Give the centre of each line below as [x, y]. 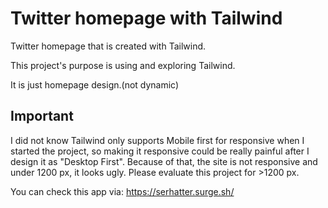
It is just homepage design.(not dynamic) [95, 84]
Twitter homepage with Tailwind [146, 18]
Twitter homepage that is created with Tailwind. [108, 46]
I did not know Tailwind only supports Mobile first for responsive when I [157, 140]
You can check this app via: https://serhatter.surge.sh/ [122, 191]
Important [42, 116]
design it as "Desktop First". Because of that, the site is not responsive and [164, 161]
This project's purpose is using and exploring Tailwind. [123, 65]
